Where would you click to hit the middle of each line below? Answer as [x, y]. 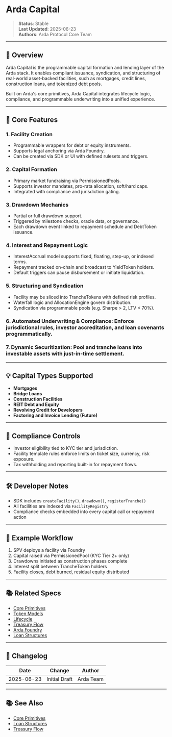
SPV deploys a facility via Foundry [49, 550]
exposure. [24, 459]
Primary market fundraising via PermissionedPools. [67, 181]
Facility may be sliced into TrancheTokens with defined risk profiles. [84, 297]
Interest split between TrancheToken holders [60, 567]
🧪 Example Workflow [40, 538]
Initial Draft [59, 679]
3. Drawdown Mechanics [37, 205]
